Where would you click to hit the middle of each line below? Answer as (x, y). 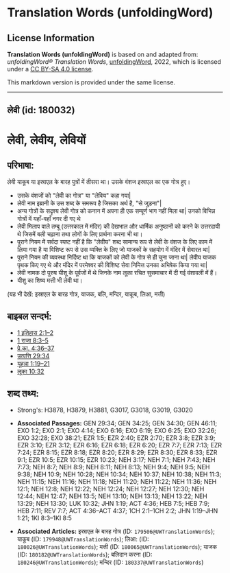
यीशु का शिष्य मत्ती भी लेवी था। (50, 281)
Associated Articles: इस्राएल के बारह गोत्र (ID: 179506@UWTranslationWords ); (116, 531)
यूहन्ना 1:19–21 (33, 364)
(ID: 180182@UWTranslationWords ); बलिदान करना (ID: (85, 554)
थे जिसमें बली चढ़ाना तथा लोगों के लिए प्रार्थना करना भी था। (80, 234)
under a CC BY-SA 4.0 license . (50, 69)
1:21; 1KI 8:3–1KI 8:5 (44, 518)
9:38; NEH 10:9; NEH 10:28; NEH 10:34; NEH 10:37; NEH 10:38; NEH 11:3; (119, 474)
